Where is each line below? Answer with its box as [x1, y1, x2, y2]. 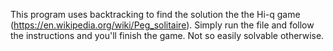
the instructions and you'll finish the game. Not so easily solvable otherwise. [10, 30, 325, 41]
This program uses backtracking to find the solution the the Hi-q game [10, 9, 301, 20]
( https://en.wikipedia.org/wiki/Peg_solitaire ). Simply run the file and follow [10, 19, 315, 31]
